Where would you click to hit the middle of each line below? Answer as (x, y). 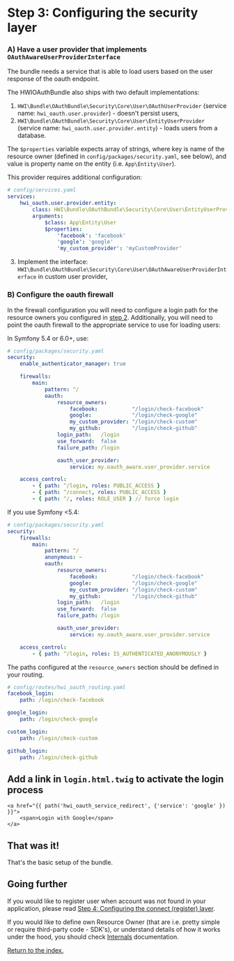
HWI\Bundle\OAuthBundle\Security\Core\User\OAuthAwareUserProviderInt (122, 270)
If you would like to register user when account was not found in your (107, 901)
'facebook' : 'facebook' (92, 236)
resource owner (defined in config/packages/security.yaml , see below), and (117, 156)
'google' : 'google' (85, 242)
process (25, 790)
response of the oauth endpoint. (53, 79)
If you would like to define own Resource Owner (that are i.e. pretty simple (114, 922)
